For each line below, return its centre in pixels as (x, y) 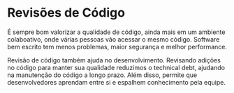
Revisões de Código (66, 13)
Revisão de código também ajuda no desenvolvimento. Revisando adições (114, 60)
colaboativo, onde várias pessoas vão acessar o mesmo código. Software (114, 39)
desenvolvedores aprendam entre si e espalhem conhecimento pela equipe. (116, 82)
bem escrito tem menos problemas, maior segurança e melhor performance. (117, 46)
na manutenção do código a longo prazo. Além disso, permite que (102, 75)
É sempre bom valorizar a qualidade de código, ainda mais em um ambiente (116, 32)
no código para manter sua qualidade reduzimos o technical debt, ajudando (116, 67)
